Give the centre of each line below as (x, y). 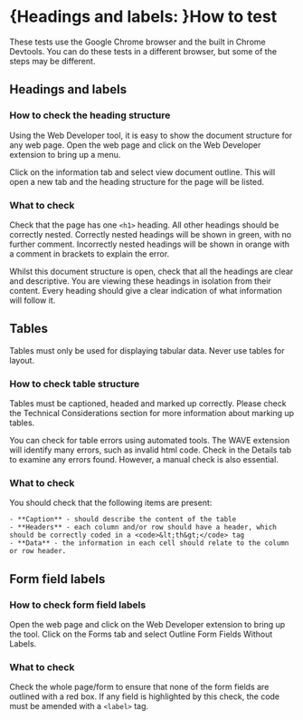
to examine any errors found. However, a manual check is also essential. (144, 460)
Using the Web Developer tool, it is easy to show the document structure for (151, 135)
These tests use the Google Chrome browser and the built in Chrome (137, 42)
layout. (22, 360)
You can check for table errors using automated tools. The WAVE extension (150, 441)
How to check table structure (75, 384)
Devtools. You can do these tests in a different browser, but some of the (143, 51)
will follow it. (33, 300)
